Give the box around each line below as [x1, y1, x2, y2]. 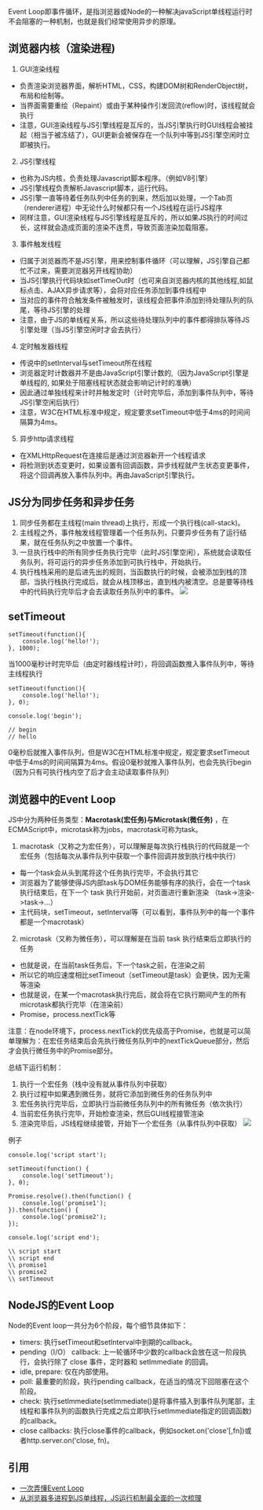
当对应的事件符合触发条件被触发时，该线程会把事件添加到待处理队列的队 [19, 295, 254, 304]
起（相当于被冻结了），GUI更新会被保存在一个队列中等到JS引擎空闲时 [19, 130, 243, 139]
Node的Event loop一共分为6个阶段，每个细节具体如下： [8, 1320, 188, 1331]
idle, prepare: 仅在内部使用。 [19, 1367, 113, 1376]
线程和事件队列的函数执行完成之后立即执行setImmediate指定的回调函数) [19, 1406, 252, 1416]
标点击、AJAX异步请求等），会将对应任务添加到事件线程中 [19, 285, 206, 295]
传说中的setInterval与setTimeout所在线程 [19, 358, 152, 367]
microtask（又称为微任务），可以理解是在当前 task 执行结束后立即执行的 [19, 934, 251, 944]
